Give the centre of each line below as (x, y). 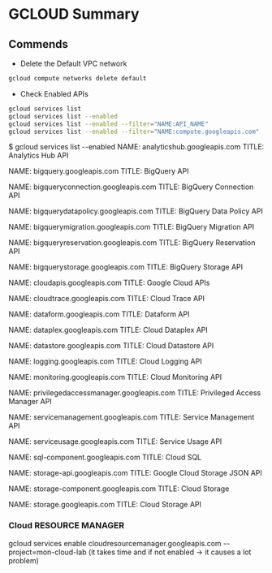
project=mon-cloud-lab (47, 552)
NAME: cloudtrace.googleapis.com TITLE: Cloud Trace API (107, 299)
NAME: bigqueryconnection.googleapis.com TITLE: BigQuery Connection (131, 187)
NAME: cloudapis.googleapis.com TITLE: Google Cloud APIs (109, 283)
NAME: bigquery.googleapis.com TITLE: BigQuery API (99, 171)
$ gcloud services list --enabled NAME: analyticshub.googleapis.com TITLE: (136, 147)
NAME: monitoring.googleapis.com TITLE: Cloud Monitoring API (115, 377)
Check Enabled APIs (54, 93)
